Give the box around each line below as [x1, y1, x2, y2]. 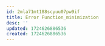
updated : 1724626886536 [6, 25, 67, 32]
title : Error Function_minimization [6, 14, 99, 20]
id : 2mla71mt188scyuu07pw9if [6, 8, 80, 15]
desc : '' [6, 20, 29, 26]
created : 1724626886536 [6, 31, 67, 37]
